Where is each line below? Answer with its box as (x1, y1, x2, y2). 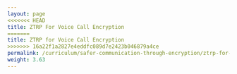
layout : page (7, 10, 46, 18)
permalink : (7, 50, 39, 57)
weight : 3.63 (7, 56, 46, 63)
